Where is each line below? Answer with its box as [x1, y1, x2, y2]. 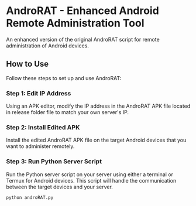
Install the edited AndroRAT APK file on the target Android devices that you [6, 136, 187, 144]
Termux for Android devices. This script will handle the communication [6, 177, 177, 184]
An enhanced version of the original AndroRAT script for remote [6, 36, 160, 43]
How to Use [6, 59, 49, 69]
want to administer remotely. [6, 143, 75, 150]
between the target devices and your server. [6, 183, 113, 190]
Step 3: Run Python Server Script [6, 157, 102, 166]
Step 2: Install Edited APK [6, 123, 80, 131]
